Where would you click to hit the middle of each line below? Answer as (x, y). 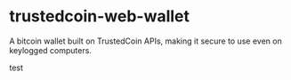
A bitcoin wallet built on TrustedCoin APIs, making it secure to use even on (145, 41)
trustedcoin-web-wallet (99, 16)
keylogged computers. (50, 50)
